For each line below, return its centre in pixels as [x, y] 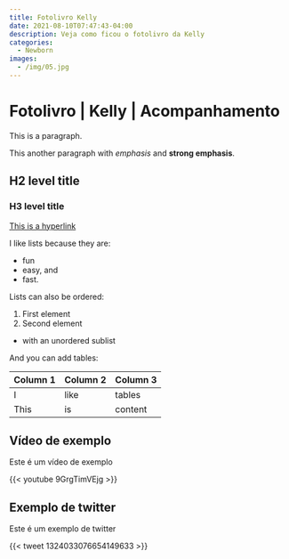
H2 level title [44, 181]
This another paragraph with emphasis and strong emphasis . [122, 153]
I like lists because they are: [60, 243]
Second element [52, 323]
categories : [31, 42]
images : [24, 59]
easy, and [40, 270]
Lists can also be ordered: [57, 296]
